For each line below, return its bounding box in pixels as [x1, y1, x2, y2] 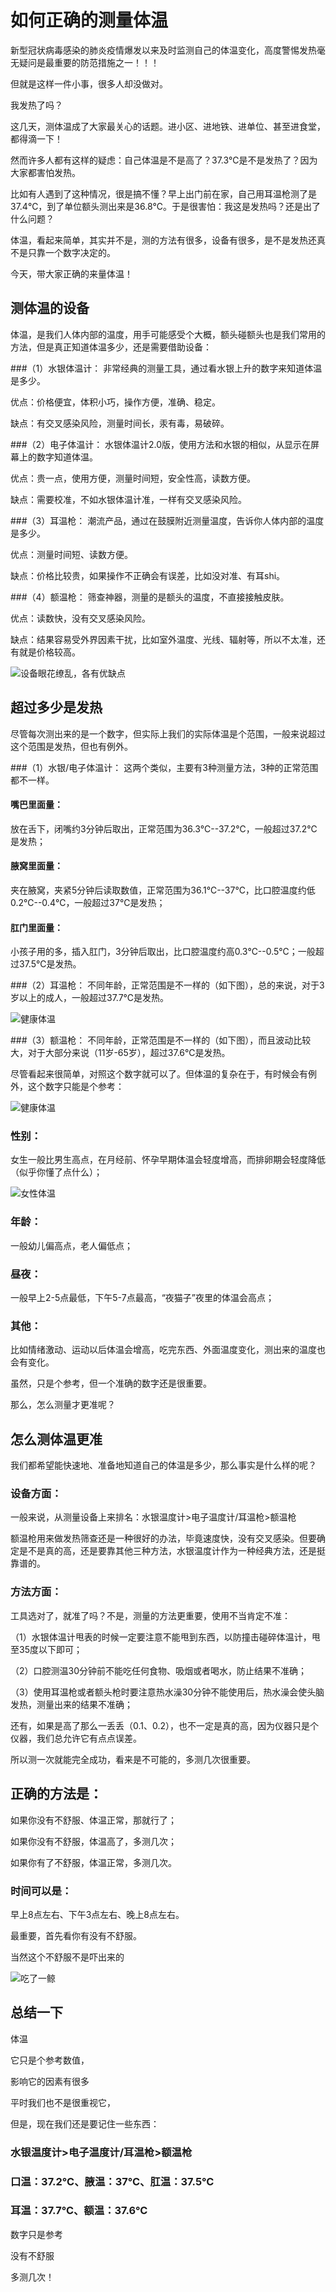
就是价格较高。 [18, 646, 81, 658]
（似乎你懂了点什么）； [10, 1166, 103, 1178]
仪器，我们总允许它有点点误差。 [10, 1732, 142, 1744]
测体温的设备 [10, 300, 90, 317]
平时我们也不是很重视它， [10, 2096, 116, 2108]
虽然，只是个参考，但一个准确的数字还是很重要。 [10, 1377, 212, 1390]
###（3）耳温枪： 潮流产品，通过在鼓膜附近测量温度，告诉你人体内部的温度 [10, 514, 325, 526]
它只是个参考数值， [10, 2054, 90, 2066]
